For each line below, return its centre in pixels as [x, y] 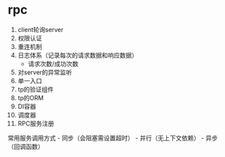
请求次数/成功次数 [53, 63]
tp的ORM [30, 98]
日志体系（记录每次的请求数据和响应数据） [78, 55]
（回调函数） [26, 146]
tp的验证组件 [36, 89]
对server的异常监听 [45, 72]
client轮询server [40, 29]
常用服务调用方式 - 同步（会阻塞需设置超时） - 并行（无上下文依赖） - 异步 [113, 138]
